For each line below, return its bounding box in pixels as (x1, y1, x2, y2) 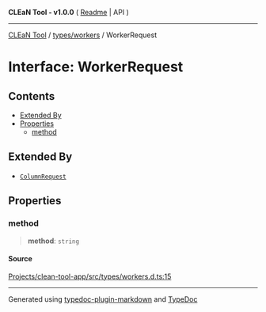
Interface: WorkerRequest (8, 58, 184, 76)
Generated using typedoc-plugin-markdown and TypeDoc (8, 294, 198, 304)
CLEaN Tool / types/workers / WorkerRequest (8, 30, 157, 40)
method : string (27, 236, 80, 245)
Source (8, 254, 33, 264)
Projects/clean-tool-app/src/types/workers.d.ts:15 (8, 272, 172, 281)
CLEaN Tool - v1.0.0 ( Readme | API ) (8, 8, 129, 17)
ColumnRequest (19, 173, 66, 181)
